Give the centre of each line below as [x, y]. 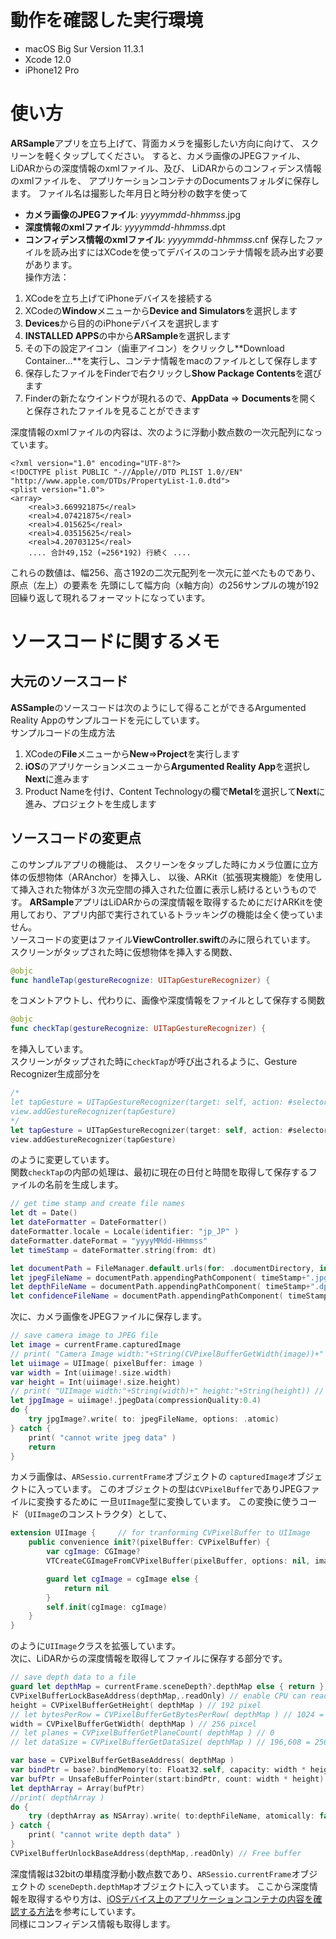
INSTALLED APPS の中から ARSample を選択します [128, 335]
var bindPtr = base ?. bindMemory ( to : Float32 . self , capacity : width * [158, 1770]
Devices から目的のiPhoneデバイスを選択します [122, 323]
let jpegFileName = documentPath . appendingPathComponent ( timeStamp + [158, 1277]
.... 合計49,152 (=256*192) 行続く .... [110, 552]
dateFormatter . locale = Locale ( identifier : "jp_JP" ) [125, 1232]
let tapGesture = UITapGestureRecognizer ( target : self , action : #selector [169, 1130]
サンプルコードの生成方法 [63, 732]
